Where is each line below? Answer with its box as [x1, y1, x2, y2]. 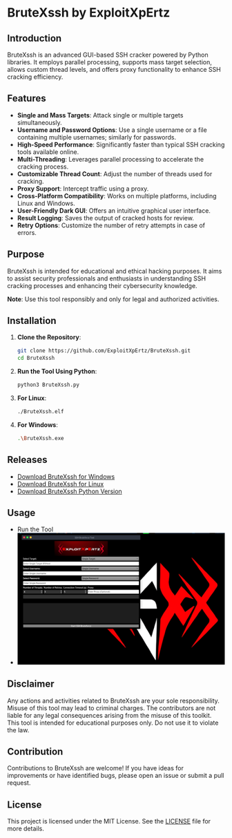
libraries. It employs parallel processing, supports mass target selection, [7, 58, 213, 66]
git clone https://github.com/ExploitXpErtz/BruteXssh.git [17, 347, 191, 354]
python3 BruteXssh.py [17, 381, 79, 388]
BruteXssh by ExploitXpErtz [7, 5, 171, 21]
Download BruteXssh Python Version [17, 487, 122, 495]
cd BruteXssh [17, 354, 55, 362]
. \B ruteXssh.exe [17, 435, 64, 441]
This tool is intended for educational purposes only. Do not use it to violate [7, 718, 219, 727]
